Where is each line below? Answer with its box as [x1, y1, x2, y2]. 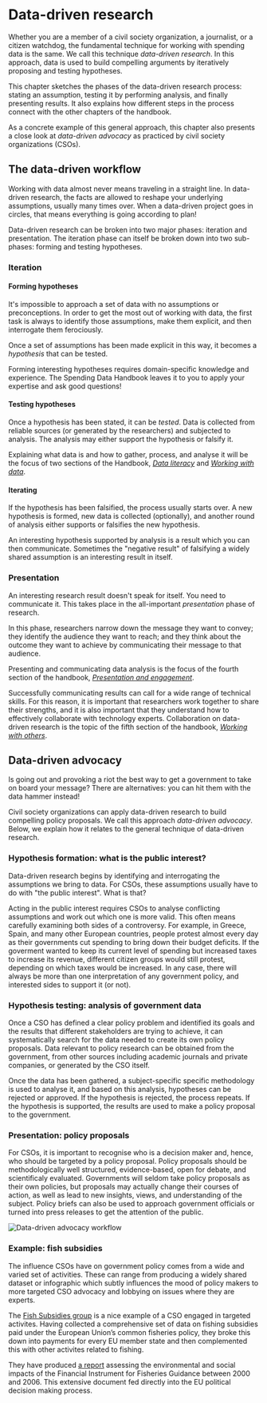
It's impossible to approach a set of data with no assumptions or [8, 299, 219, 309]
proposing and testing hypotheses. [8, 66, 123, 75]
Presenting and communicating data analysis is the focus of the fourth [8, 664, 239, 673]
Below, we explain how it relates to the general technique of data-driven [8, 824, 245, 834]
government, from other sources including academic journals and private [8, 1051, 249, 1061]
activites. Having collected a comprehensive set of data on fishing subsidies [8, 1319, 259, 1329]
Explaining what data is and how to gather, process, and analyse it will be [8, 450, 249, 460]
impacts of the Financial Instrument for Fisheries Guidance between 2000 [8, 1369, 251, 1378]
